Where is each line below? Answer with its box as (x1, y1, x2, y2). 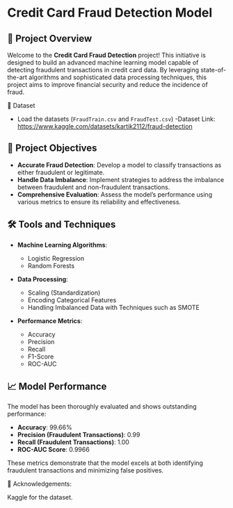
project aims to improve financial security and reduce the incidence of (7, 81, 209, 88)
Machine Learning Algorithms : (17, 240, 108, 249)
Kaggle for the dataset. (7, 493, 73, 502)
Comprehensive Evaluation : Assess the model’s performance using (17, 190, 213, 199)
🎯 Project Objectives (7, 142, 97, 154)
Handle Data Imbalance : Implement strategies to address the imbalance (17, 175, 225, 183)
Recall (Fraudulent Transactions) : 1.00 (17, 438, 130, 446)
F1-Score (27, 352, 54, 361)
